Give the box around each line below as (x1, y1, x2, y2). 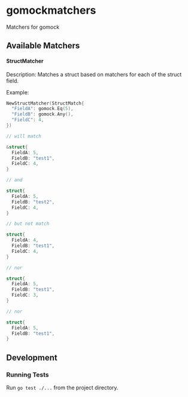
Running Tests (6, 370, 49, 378)
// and (6, 177, 23, 183)
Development (6, 352, 58, 362)
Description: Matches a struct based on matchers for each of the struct (6, 71, 182, 78)
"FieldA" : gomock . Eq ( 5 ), (11, 106, 74, 112)
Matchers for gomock (6, 23, 60, 30)
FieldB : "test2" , (11, 198, 55, 205)
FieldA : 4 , (11, 237, 39, 243)
